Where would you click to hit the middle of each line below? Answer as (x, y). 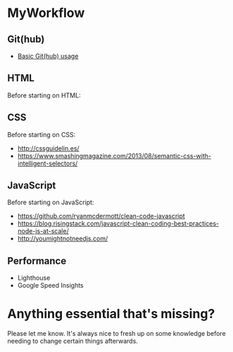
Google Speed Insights (51, 286)
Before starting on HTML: (44, 95)
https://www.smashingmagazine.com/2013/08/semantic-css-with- (114, 156)
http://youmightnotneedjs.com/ (63, 239)
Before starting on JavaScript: (51, 202)
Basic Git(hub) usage (48, 56)
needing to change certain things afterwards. (73, 341)
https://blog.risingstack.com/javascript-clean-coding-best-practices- (118, 223)
